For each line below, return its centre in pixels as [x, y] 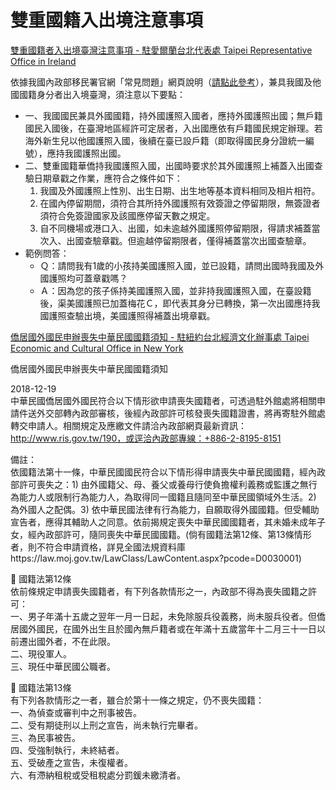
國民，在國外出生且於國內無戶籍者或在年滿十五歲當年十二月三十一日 [176, 628]
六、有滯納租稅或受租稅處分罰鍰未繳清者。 [98, 775]
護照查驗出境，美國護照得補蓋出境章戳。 [132, 315]
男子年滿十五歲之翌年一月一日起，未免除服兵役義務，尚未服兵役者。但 [172, 616]
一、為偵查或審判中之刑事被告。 [76, 712]
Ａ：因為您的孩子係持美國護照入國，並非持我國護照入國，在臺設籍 [175, 290]
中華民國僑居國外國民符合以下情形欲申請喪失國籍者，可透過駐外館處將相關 [163, 400]
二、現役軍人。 [41, 653]
